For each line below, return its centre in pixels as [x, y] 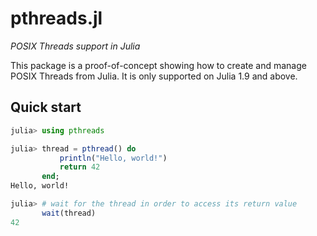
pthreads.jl [56, 18]
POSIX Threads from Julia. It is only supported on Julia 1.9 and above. [154, 76]
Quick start [46, 107]
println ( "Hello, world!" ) [113, 158]
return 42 [80, 167]
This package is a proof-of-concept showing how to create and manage [158, 65]
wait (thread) [69, 213]
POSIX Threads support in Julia [75, 46]
